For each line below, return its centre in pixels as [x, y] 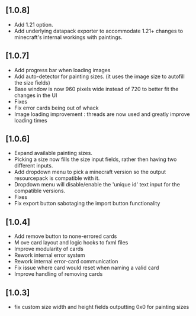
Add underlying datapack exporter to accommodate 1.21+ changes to [99, 31]
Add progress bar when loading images [62, 70]
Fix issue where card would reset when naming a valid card [86, 268]
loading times [31, 120]
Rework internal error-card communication [66, 262]
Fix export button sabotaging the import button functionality [87, 204]
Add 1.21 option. [34, 24]
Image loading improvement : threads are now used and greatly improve [102, 114]
